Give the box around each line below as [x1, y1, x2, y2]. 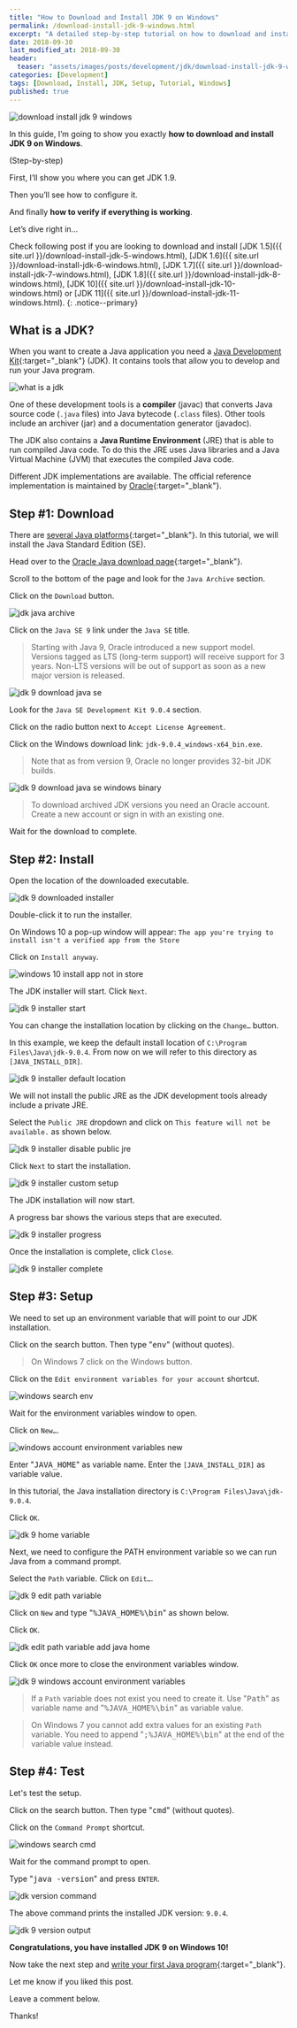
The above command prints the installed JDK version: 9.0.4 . [9, 1908, 229, 1918]
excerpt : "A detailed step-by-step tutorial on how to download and [9, 29, 267, 38]
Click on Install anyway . [9, 951, 99, 962]
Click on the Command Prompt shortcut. [9, 1822, 146, 1832]
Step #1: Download [9, 506, 115, 521]
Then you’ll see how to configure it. [9, 189, 139, 200]
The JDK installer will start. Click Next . [9, 986, 148, 996]
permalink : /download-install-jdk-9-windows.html [9, 21, 196, 30]
